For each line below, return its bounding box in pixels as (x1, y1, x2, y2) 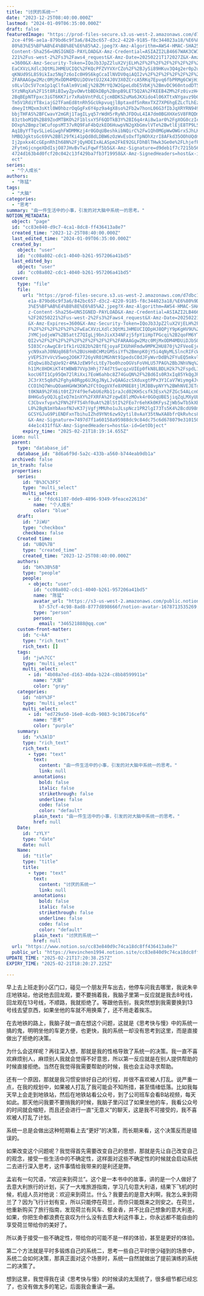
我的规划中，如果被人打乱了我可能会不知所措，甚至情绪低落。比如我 (22, 1083, 192, 1091)
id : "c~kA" (22, 632, 50, 639)
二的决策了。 (6, 1262, 38, 1269)
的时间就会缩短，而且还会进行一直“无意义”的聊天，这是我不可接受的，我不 (6, 1106, 192, 1113)
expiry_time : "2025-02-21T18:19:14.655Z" (22, 428, 129, 434)
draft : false (6, 26, 39, 32)
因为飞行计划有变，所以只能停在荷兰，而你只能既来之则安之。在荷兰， (22, 1198, 198, 1205)
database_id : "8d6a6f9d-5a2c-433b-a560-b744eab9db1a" (17, 451, 156, 457)
